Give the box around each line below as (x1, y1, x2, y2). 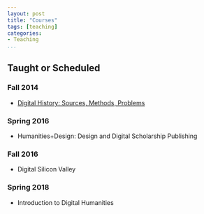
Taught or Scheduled (7, 62, 101, 74)
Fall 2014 (7, 83, 39, 93)
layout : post (7, 10, 45, 17)
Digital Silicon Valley (17, 165, 76, 174)
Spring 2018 (7, 183, 50, 192)
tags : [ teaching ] (7, 23, 58, 30)
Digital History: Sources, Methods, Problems (17, 98, 145, 107)
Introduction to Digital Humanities (17, 198, 114, 206)
